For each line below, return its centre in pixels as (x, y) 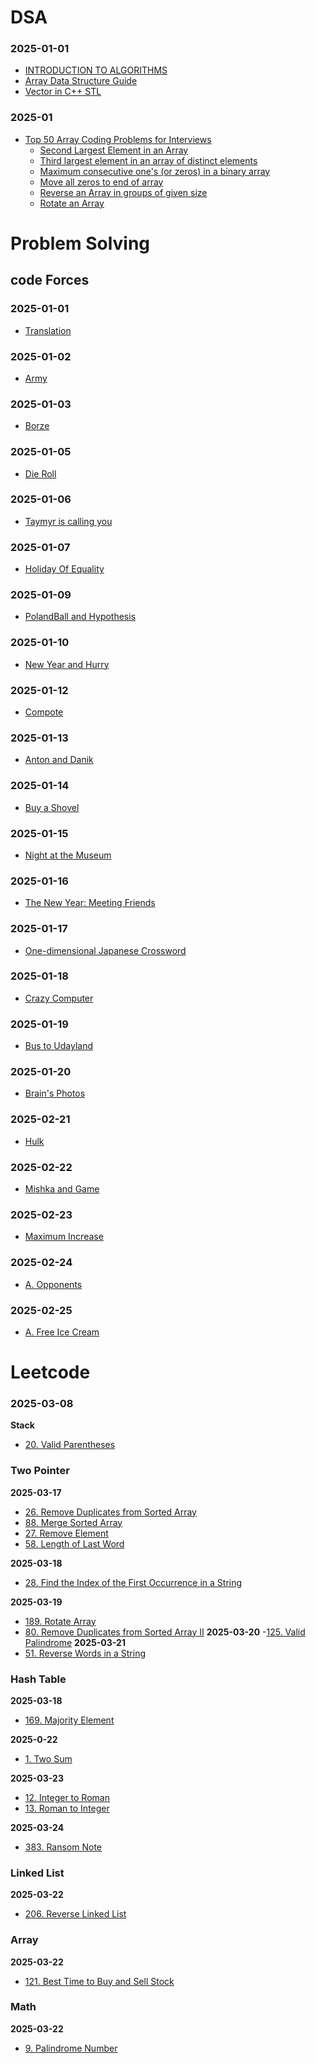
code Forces (50, 280)
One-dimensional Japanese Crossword (105, 950)
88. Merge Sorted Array (73, 1522)
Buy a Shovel (52, 807)
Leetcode (50, 1372)
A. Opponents (53, 1284)
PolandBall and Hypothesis (80, 617)
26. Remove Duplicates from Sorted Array (110, 1512)
